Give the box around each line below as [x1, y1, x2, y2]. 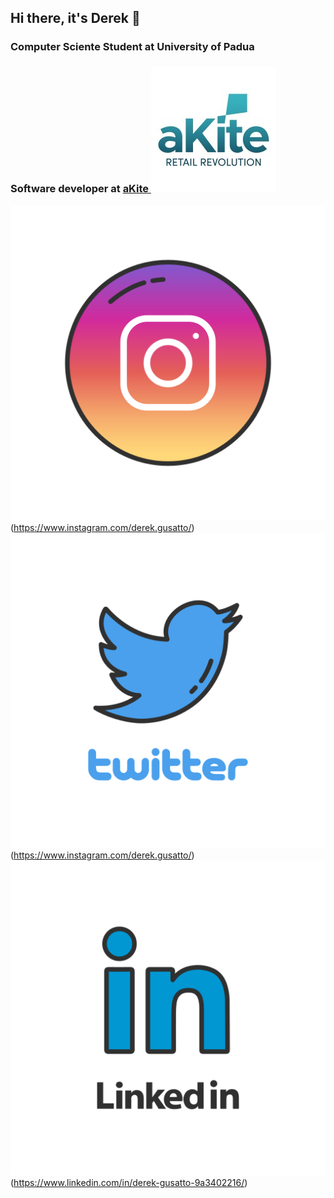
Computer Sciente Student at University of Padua [10, 40, 255, 54]
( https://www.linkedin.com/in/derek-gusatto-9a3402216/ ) [10, 1176, 248, 1188]
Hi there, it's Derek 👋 [10, 10, 141, 27]
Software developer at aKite [10, 182, 150, 196]
